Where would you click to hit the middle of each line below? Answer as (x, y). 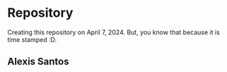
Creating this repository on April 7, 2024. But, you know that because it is (114, 32)
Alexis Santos (38, 62)
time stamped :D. (32, 39)
